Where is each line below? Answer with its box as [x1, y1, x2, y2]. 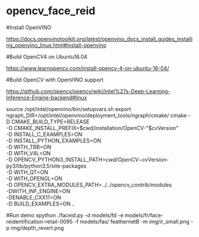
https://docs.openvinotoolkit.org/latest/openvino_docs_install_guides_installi [6, 35, 193, 42]
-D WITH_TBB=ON [6, 143, 52, 150]
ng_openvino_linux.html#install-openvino [6, 42, 107, 49]
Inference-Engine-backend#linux [6, 94, 87, 101]
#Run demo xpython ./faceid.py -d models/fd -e [6, 211, 124, 219]
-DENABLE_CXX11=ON [6, 194, 61, 201]
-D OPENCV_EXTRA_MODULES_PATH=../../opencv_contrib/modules [6, 181, 172, 188]
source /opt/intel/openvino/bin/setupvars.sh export [6, 105, 132, 112]
